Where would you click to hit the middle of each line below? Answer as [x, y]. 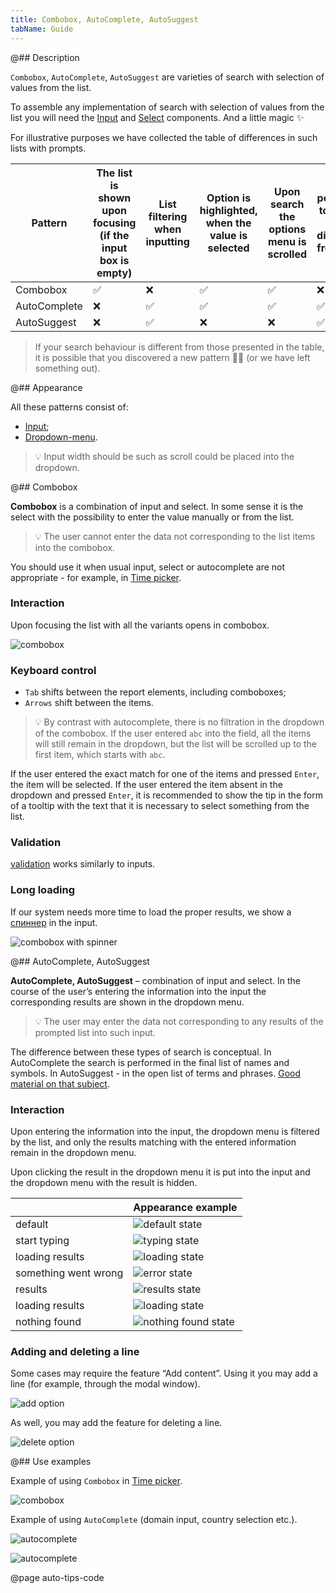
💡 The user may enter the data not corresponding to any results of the [179, 1021]
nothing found [48, 1321]
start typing [42, 1240]
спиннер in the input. [54, 922]
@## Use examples [51, 1462]
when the [228, 223]
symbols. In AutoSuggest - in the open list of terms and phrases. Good [155, 1073]
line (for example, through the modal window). [105, 1384]
